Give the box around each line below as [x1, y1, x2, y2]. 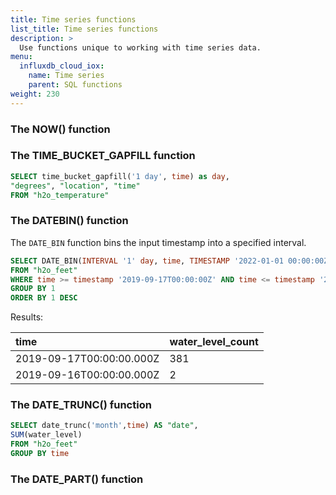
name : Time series [28, 71, 105, 81]
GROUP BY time [10, 449, 70, 459]
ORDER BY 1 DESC [10, 293, 78, 303]
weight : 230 [10, 89, 60, 99]
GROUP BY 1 [10, 284, 56, 294]
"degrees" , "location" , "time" [10, 181, 141, 191]
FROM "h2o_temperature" [10, 190, 110, 200]
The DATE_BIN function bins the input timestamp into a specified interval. [10, 236, 307, 248]
